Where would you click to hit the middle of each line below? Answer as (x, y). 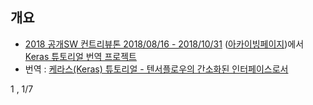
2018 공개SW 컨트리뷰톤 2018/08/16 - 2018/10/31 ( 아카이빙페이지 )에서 (164, 44)
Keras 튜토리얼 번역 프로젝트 (80, 56)
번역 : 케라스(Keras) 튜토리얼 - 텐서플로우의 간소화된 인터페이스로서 (156, 69)
